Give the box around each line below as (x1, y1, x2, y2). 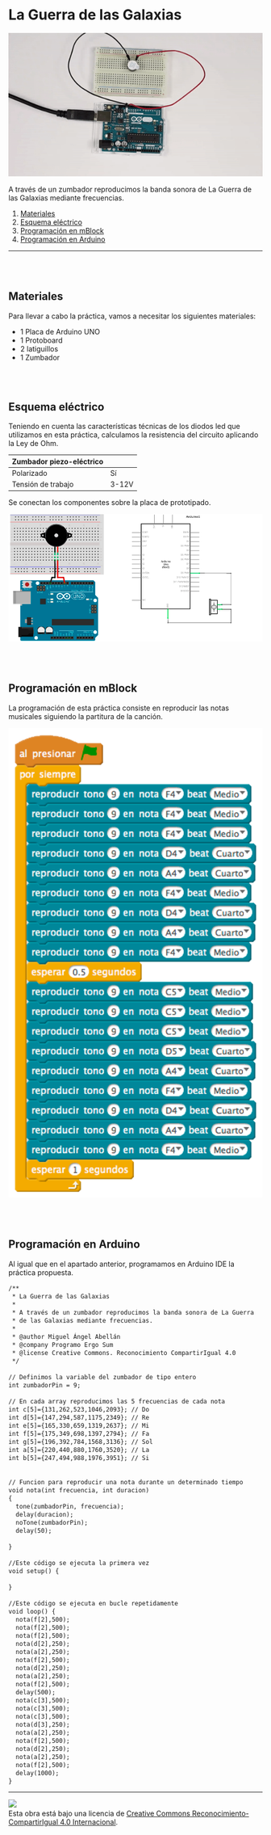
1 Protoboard (19, 335, 63, 345)
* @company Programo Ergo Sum (11, 1340, 114, 1349)
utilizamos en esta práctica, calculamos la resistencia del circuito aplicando (8, 430, 259, 440)
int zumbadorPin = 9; (8, 1381, 81, 1389)
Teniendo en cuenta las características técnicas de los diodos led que (8, 422, 240, 431)
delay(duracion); (15, 1510, 74, 1518)
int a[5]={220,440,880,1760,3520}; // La (8, 1446, 150, 1454)
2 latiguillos (19, 343, 59, 353)
